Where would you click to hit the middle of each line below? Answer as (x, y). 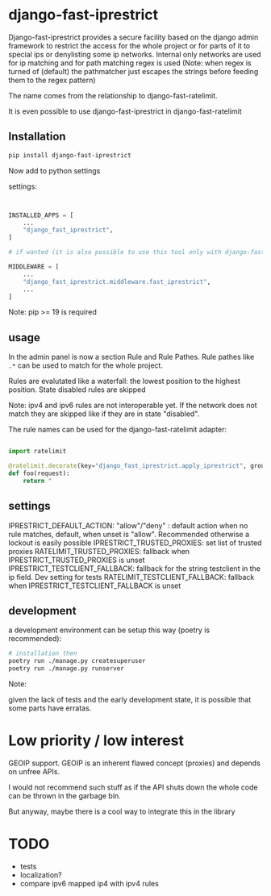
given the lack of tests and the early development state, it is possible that (130, 699)
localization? (41, 875)
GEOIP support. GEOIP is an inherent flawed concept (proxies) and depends (134, 763)
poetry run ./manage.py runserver (67, 669)
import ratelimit (38, 452)
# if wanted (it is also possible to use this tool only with (115, 252)
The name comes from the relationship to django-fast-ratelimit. (113, 95)
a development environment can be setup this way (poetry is (109, 630)
